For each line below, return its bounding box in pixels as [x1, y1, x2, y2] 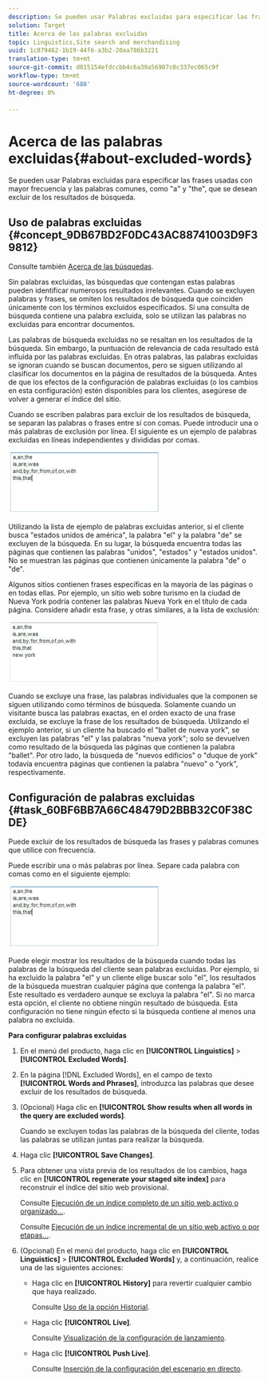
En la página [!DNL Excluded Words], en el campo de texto [19, 1069, 213, 1080]
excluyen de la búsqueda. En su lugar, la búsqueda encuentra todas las [8, 539, 242, 549]
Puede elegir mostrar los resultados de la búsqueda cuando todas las [8, 955, 237, 965]
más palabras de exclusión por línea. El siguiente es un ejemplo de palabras [8, 427, 258, 436]
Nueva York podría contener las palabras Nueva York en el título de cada [8, 596, 247, 606]
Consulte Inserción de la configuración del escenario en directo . [31, 1363, 243, 1373]
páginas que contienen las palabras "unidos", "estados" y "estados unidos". [8, 547, 258, 557]
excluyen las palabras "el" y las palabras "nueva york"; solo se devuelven [8, 734, 250, 743]
